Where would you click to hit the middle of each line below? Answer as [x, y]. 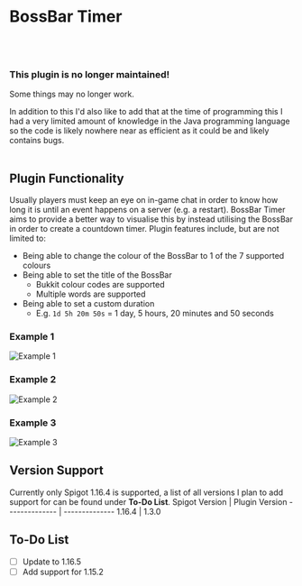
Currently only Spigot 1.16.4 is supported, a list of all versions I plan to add [146, 492]
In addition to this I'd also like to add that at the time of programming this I [146, 112]
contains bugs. [37, 141]
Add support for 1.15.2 [63, 572]
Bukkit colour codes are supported [100, 285]
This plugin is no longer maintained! [89, 74]
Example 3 [33, 423]
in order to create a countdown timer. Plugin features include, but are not [144, 229]
